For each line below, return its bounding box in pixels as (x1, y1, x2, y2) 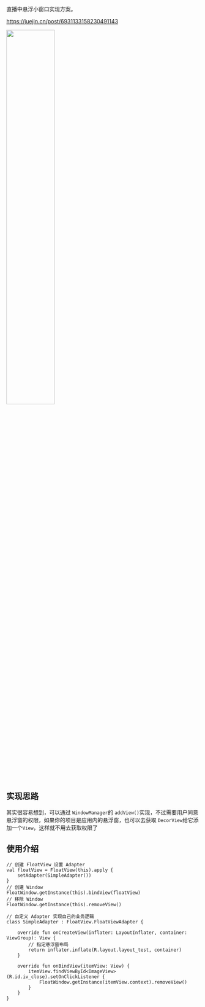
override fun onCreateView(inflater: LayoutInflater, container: (17, 930, 188, 936)
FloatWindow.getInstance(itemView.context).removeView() (39, 979, 188, 985)
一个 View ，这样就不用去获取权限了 (11, 824, 98, 831)
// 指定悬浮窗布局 (28, 941, 69, 947)
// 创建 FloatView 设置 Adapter (6, 861, 86, 868)
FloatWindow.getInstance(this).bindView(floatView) (6, 890, 141, 896)
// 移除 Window (6, 896, 43, 902)
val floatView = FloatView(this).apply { (6, 867, 114, 873)
